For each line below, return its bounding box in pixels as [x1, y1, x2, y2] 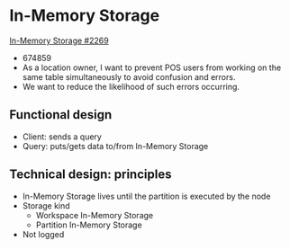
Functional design [9, 107, 113, 122]
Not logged [22, 228, 65, 239]
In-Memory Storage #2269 [9, 35, 110, 46]
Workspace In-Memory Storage [35, 209, 154, 220]
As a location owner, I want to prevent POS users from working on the [22, 62, 282, 73]
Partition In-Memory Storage [35, 219, 142, 230]
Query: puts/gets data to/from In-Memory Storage [22, 140, 209, 151]
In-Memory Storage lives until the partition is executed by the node [22, 191, 271, 201]
